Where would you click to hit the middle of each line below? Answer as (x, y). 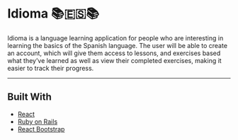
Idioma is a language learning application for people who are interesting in (115, 38)
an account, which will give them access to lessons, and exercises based (114, 53)
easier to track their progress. (51, 68)
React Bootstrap (41, 129)
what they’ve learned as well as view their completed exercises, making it (114, 60)
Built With (29, 97)
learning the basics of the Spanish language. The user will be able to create (118, 45)
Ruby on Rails (38, 122)
